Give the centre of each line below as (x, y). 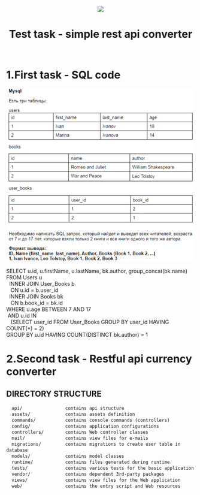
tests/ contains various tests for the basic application (103, 468)
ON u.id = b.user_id (34, 290)
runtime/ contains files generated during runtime (91, 462)
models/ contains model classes (68, 456)
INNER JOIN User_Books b (42, 284)
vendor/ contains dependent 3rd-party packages (88, 474)
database (17, 450)
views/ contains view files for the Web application (96, 480)
